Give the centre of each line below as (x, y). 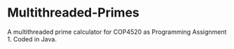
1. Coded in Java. (32, 39)
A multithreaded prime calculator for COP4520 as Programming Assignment (117, 32)
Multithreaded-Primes (74, 13)
